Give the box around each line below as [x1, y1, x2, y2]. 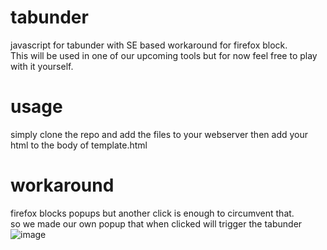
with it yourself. [10, 60, 74, 72]
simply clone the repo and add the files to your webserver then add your [10, 128, 308, 140]
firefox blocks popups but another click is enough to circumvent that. [10, 207, 295, 219]
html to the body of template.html [10, 139, 148, 151]
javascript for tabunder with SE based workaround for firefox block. [10, 39, 288, 51]
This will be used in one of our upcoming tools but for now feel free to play [10, 49, 318, 61]
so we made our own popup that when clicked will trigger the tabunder [10, 217, 303, 230]
